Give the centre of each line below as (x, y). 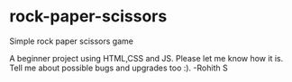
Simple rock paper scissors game (71, 41)
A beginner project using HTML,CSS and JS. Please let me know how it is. (146, 58)
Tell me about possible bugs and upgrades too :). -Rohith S (119, 68)
